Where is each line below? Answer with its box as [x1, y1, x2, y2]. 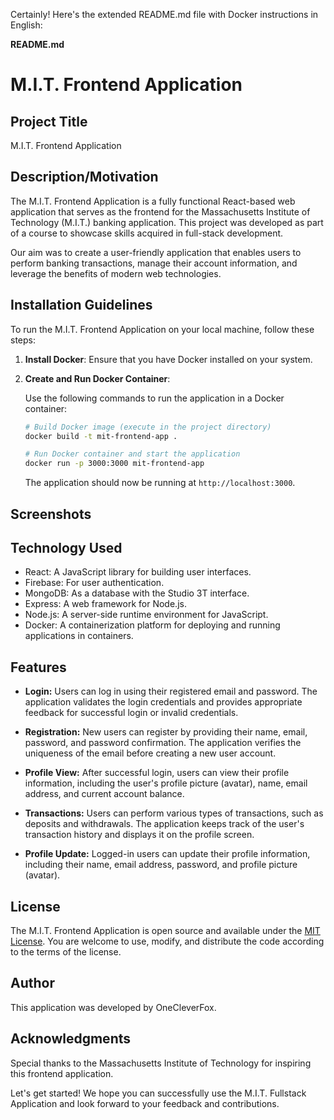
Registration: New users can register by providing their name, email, [24, 726, 308, 738]
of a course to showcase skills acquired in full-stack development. [10, 227, 284, 239]
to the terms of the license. [10, 945, 122, 958]
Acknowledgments [10, 1030, 132, 1048]
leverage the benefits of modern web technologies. [10, 267, 222, 279]
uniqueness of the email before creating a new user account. [24, 747, 277, 759]
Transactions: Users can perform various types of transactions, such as [24, 807, 324, 819]
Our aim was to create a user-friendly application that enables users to [10, 246, 302, 258]
